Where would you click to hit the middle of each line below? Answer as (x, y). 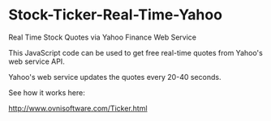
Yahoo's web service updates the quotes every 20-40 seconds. (115, 77)
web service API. (37, 61)
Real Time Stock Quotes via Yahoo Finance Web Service (103, 37)
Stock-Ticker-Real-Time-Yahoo (116, 15)
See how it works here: (47, 92)
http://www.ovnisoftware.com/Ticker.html (78, 108)
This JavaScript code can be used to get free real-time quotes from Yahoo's (136, 52)
